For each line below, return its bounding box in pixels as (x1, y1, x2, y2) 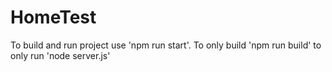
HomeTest (10, 6, 97, 29)
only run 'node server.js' (10, 49, 111, 61)
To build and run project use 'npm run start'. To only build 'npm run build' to (10, 39, 322, 51)
